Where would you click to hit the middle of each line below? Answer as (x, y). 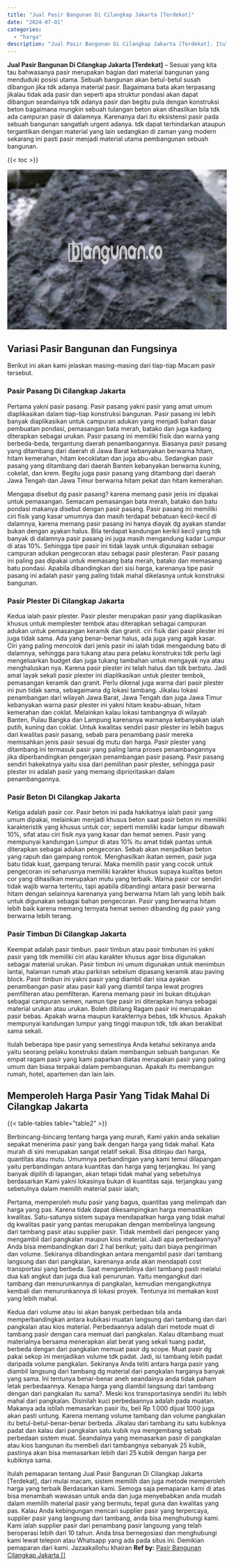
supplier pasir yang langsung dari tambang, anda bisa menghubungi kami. (114, 1518)
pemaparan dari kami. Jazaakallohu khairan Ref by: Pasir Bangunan (104, 1548)
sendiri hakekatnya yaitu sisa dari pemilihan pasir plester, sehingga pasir (111, 764)
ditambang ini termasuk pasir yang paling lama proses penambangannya (111, 750)
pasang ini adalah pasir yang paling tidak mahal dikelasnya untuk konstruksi (116, 575)
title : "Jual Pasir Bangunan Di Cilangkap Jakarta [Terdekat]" (101, 15)
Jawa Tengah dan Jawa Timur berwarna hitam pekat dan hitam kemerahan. (116, 480)
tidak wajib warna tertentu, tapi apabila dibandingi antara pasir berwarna (111, 886)
